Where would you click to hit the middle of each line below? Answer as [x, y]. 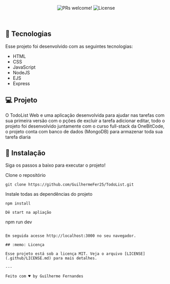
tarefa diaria [18, 137]
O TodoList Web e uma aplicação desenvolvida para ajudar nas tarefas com [85, 115]
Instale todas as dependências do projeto [49, 194]
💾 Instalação [25, 153]
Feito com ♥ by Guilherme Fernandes [44, 276]
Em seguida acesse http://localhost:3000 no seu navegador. [71, 236]
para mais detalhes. [75, 258]
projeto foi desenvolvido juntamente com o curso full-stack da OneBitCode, [85, 126]
